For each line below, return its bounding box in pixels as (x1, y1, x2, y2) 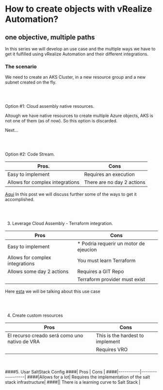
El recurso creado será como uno (7, 332, 83, 339)
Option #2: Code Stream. (5, 152, 55, 157)
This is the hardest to (96, 332, 144, 339)
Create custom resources (12, 312, 63, 319)
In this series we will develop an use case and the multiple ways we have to (5, 46, 156, 51)
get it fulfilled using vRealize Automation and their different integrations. (5, 51, 149, 57)
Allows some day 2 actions (7, 268, 69, 275)
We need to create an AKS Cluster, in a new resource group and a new (5, 74, 146, 80)
